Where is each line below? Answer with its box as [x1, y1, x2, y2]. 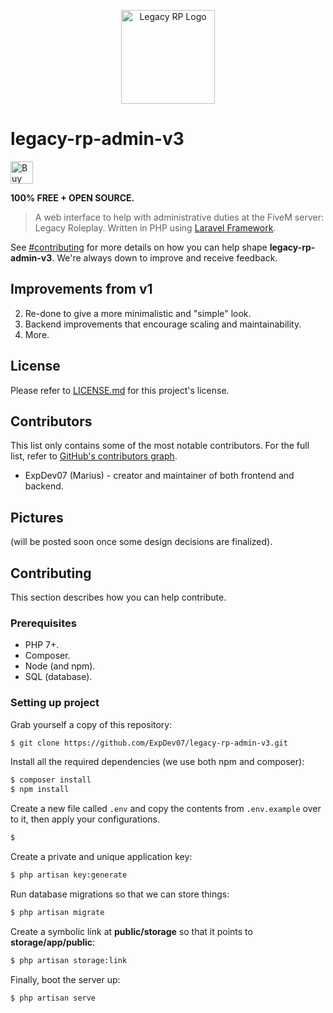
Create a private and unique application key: [10, 851, 193, 863]
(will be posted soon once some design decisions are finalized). [10, 536, 273, 548]
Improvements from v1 [10, 281, 153, 298]
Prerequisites [10, 616, 77, 630]
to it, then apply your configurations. [10, 813, 160, 825]
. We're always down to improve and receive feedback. [51, 251, 278, 264]
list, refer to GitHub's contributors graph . [10, 450, 178, 462]
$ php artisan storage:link [10, 955, 128, 965]
